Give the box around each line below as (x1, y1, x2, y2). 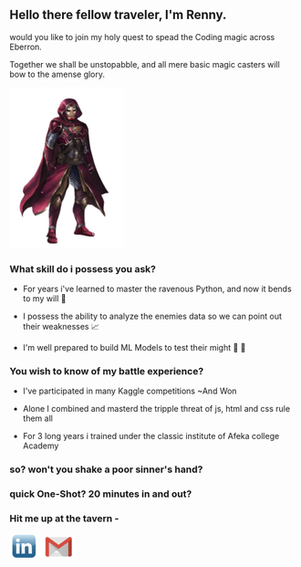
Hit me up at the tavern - (9, 512, 119, 525)
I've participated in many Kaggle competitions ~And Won (22, 385, 237, 396)
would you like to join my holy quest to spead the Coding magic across (9, 31, 275, 42)
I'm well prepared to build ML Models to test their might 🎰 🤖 (22, 341, 246, 352)
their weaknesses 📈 (22, 320, 100, 331)
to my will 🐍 (22, 292, 67, 304)
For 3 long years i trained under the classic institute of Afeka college (22, 431, 280, 442)
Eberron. (9, 41, 43, 52)
